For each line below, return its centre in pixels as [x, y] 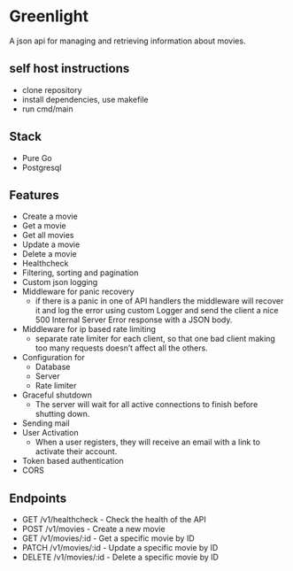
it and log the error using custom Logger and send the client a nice [157, 311]
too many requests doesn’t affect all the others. [121, 348]
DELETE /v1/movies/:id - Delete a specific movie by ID [120, 557]
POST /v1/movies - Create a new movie [93, 529]
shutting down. [62, 414]
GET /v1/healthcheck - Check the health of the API [114, 520]
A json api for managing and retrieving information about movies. [127, 41]
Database [53, 367]
